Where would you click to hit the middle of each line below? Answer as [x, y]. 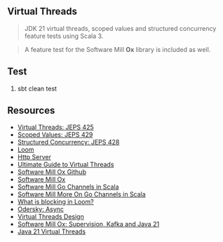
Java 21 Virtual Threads [52, 231]
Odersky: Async [41, 209]
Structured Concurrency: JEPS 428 [68, 142]
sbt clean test [37, 88]
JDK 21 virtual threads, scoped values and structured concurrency [120, 28]
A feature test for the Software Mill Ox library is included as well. [117, 49]
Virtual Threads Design [50, 217]
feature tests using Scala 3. [64, 36]
